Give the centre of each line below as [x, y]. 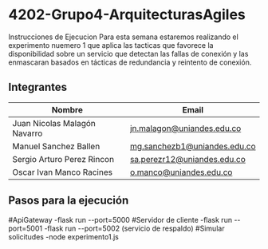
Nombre [67, 109]
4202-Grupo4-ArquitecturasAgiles [127, 15]
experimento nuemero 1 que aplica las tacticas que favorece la [111, 45]
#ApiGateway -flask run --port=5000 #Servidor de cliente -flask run [120, 219]
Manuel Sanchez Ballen [56, 146]
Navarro [28, 133]
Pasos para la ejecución [69, 201]
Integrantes [38, 87]
